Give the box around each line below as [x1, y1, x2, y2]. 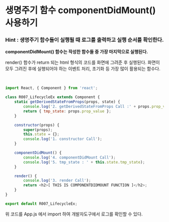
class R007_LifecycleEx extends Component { [5, 95, 100, 100]
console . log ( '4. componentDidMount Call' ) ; [23, 155, 116, 160]
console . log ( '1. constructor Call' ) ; [23, 136, 102, 141]
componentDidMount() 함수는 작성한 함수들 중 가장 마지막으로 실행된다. [5, 49, 148, 55]
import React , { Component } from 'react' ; [5, 86, 98, 91]
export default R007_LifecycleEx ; [5, 201, 78, 206]
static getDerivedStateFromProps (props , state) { [14, 99, 121, 105]
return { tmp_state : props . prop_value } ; [23, 109, 112, 114]
